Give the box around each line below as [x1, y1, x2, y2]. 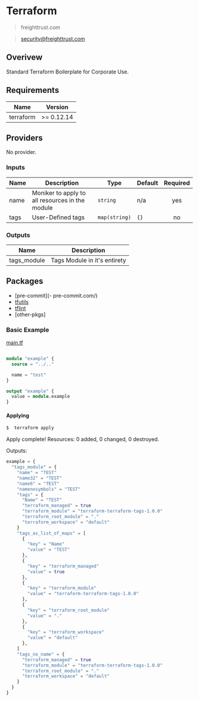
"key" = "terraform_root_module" [27, 607, 110, 613]
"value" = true [27, 568, 65, 575]
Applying [6, 411, 30, 419]
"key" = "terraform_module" [27, 585, 97, 591]
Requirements [6, 85, 59, 95]
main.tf [6, 339, 24, 346]
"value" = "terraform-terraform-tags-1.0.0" [27, 591, 139, 597]
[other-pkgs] [14, 311, 46, 318]
